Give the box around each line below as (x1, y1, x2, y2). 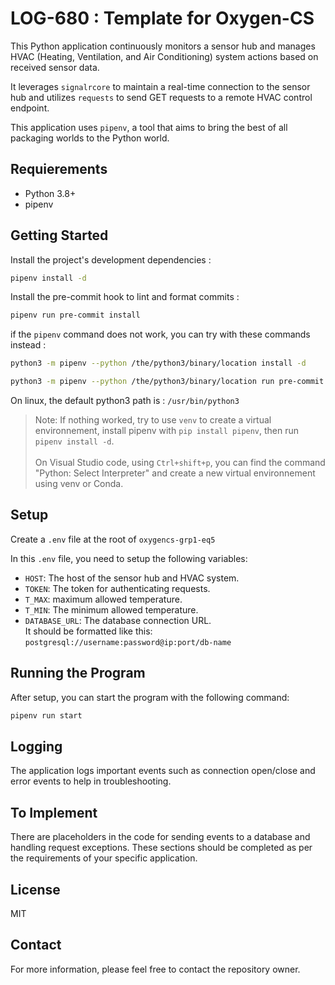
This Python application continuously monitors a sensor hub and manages (10, 40, 316, 52)
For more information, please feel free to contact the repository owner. (10, 963, 301, 975)
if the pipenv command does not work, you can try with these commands (10, 328, 311, 341)
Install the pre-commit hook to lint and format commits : (10, 291, 240, 303)
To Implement (10, 804, 98, 821)
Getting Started (10, 227, 109, 244)
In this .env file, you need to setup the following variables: (10, 552, 248, 564)
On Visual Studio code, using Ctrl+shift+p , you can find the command (34, 457, 326, 469)
